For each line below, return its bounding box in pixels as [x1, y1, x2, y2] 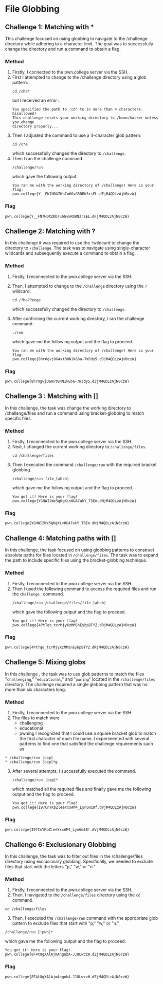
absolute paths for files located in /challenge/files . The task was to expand [5, 552, 159, 558]
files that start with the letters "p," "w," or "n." [5, 864, 96, 870]
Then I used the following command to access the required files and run [12, 586, 157, 592]
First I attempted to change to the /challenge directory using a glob [12, 74, 146, 80]
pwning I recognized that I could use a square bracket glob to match [19, 730, 157, 736]
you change [12, 120, 35, 125]
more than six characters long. [5, 687, 67, 692]
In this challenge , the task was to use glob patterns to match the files [5, 671, 145, 677]
